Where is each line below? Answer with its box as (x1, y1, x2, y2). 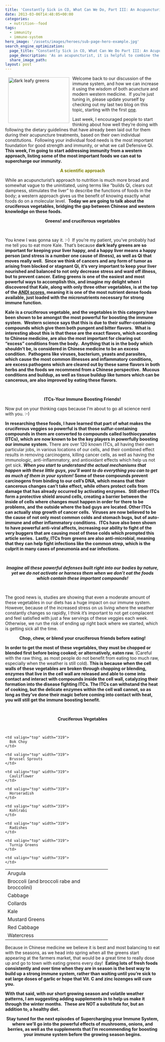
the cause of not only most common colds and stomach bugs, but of (5, 515, 147, 521)
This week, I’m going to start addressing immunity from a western (5, 148, 142, 154)
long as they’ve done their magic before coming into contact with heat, (5, 692, 153, 698)
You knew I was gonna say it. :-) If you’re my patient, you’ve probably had (5, 237, 156, 243)
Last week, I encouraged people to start (72, 116, 153, 122)
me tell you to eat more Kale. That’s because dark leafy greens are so (5, 242, 147, 248)
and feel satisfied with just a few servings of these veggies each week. (5, 615, 148, 621)
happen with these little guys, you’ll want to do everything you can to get (5, 467, 158, 473)
